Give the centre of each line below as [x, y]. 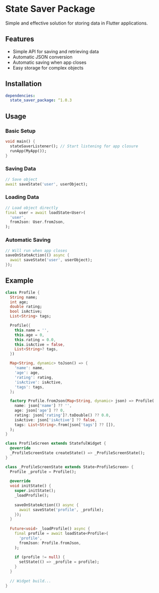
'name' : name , [29, 368]
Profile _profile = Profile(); [43, 472]
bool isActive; [26, 312]
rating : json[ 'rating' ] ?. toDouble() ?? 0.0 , [63, 415]
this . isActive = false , [40, 345]
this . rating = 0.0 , [35, 340]
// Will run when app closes [36, 250]
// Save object [21, 179]
